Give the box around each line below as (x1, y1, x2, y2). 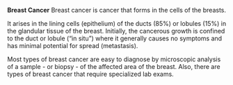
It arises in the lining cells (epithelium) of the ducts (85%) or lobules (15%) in (7, 20, 227, 27)
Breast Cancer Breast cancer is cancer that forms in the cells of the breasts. (7, 6, 226, 14)
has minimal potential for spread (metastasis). (7, 42, 138, 49)
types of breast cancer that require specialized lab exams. (7, 70, 174, 78)
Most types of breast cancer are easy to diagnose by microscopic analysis (7, 55, 221, 63)
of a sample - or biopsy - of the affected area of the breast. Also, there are (7, 63, 220, 70)
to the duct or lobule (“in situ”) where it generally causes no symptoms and (7, 34, 223, 42)
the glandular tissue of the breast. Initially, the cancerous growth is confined (7, 27, 225, 35)
